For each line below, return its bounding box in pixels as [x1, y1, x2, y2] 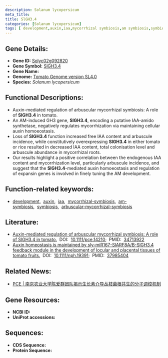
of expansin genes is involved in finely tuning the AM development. [12, 170, 151, 176]
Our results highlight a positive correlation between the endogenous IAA [12, 154, 161, 160]
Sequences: [5, 328, 43, 337]
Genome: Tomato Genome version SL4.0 [12, 73, 97, 79]
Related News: [5, 267, 51, 275]
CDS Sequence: [12, 342, 46, 348]
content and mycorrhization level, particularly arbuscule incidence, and [12, 159, 159, 165]
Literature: [5, 218, 39, 226]
